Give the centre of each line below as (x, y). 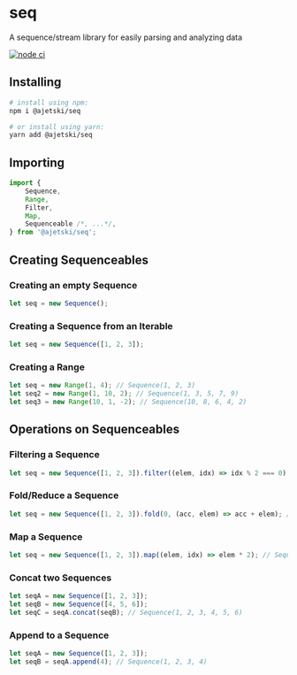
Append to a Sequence (59, 635)
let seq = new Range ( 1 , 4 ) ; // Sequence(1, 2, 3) (103, 386)
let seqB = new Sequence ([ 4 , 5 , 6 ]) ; (79, 604)
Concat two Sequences (61, 578)
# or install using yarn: (57, 127)
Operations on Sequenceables (94, 430)
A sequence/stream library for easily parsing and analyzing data (126, 37)
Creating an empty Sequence (73, 285)
